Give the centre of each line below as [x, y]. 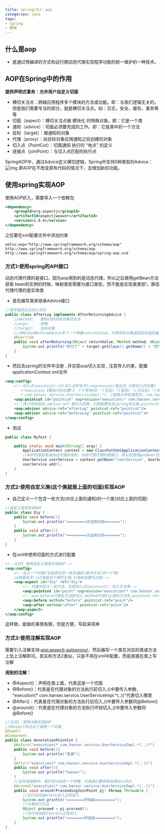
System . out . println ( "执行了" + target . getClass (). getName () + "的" [92, 347]
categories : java [23, 14]
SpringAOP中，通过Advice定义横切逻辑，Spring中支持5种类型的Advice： [79, 162]
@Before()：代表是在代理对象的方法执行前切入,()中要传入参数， [76, 689]
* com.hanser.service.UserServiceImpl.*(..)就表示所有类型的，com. [87, 395]
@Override [24, 337]
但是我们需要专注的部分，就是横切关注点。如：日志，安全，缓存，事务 [83, 108]
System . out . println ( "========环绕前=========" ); [72, 800]
